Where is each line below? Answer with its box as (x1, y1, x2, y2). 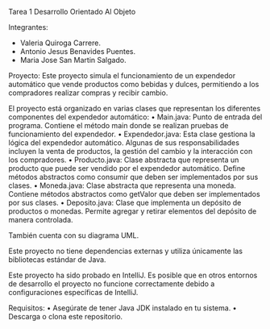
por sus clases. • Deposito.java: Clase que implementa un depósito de (8, 198, 242, 207)
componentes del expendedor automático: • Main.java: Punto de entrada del (8, 112, 263, 122)
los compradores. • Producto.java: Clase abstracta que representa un (8, 155, 239, 164)
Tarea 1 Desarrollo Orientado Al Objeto (8, 7, 136, 16)
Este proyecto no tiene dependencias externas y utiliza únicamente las (8, 246, 243, 256)
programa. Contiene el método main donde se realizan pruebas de (8, 121, 229, 130)
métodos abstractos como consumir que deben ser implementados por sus (8, 173, 259, 181)
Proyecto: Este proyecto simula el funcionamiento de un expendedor (8, 71, 236, 80)
